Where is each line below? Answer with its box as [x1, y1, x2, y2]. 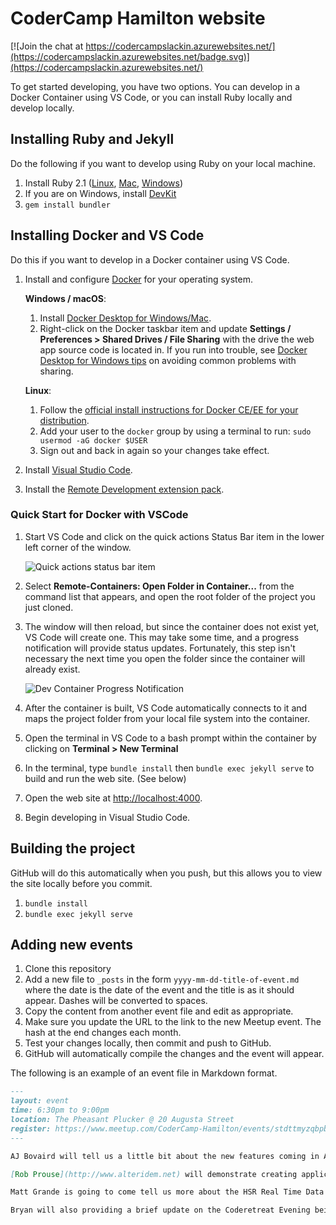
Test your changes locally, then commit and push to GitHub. [24, 1037, 272, 1049]
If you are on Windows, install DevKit [24, 187, 177, 199]
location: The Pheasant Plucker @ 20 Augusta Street [10, 1115, 235, 1125]
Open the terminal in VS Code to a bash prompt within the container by [24, 732, 317, 744]
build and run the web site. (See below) [24, 772, 187, 784]
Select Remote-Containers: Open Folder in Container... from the [24, 580, 295, 592]
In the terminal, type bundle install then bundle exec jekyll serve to [24, 762, 315, 774]
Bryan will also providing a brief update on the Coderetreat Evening [10, 1205, 311, 1216]
